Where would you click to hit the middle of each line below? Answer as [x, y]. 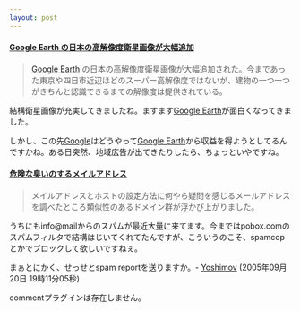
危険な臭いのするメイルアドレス [68, 174]
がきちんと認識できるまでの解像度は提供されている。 [129, 91]
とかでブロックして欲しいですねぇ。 [76, 248]
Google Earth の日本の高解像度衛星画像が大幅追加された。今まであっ [159, 69]
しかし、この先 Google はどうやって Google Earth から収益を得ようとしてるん [149, 141]
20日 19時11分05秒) [45, 279]
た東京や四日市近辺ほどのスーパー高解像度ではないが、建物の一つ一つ [161, 80]
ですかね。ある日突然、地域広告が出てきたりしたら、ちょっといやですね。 [146, 151]
